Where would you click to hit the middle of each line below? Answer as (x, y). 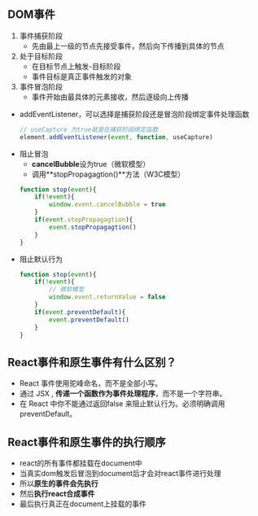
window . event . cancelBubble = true (107, 205)
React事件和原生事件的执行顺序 (87, 442)
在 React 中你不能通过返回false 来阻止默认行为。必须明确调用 (122, 404)
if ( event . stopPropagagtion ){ (84, 220)
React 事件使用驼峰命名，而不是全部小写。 (91, 383)
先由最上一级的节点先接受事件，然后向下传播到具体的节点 (128, 46)
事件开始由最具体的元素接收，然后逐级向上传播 (110, 97)
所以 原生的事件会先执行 (59, 483)
